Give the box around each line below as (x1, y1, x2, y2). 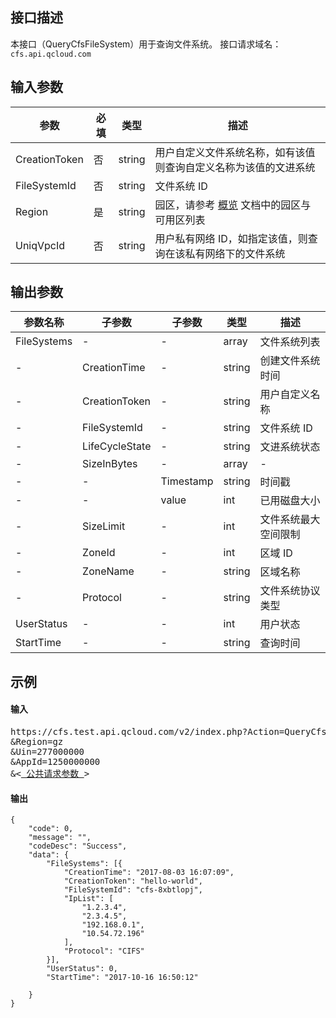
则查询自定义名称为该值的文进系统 (154, 160, 316, 174)
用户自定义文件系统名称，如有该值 (154, 145, 316, 159)
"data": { (28, 850, 70, 860)
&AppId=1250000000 (10, 756, 101, 768)
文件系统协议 (259, 584, 321, 598)
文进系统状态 (259, 440, 321, 454)
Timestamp (160, 474, 214, 488)
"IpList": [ (63, 894, 114, 904)
